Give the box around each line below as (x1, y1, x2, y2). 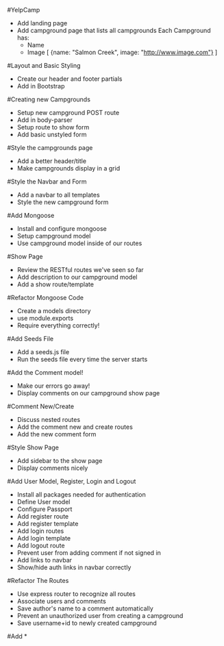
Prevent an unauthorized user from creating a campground (16, 612, 184, 619)
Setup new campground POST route (16, 109, 120, 116)
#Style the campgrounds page (7, 144, 93, 151)
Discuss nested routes (16, 416, 81, 423)
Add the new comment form (16, 430, 97, 438)
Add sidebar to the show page (16, 457, 103, 464)
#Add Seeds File (7, 335, 54, 343)
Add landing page (16, 19, 68, 27)
